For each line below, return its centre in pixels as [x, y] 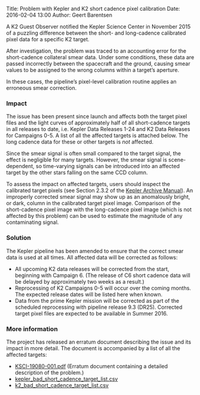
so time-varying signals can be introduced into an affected [108, 166]
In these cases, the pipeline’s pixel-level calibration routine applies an [91, 81]
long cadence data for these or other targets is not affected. [80, 142]
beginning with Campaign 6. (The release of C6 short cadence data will [102, 275]
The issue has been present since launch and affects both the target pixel [97, 117]
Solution [19, 238]
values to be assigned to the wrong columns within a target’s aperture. [93, 70]
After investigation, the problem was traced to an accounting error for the [96, 51]
